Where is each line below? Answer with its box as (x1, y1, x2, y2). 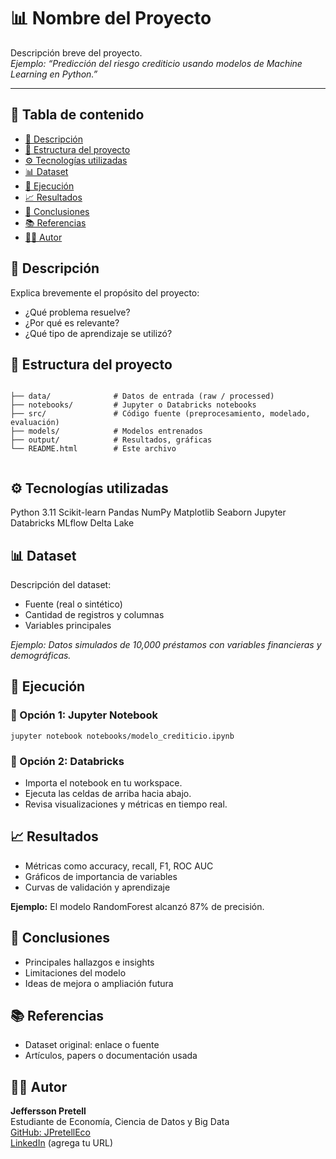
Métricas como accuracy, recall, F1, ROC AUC (24, 860, 214, 872)
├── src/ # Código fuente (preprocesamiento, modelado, (10, 409, 311, 419)
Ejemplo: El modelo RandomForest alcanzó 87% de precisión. (10, 900, 265, 912)
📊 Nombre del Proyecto (10, 7, 212, 30)
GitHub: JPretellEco (10, 1126, 91, 1139)
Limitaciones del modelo (24, 966, 127, 979)
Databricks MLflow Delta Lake (10, 517, 135, 529)
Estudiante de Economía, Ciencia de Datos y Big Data (10, 1116, 230, 1128)
